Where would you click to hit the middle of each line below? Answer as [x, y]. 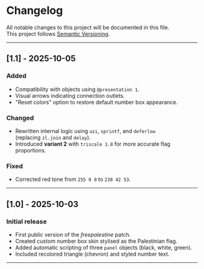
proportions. [31, 150]
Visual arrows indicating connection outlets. [70, 95]
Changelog [35, 11]
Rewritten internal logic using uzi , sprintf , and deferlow [85, 131]
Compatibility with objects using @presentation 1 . [77, 89]
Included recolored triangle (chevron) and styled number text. [92, 254]
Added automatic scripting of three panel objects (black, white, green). [104, 247]
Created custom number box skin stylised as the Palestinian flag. [96, 241]
